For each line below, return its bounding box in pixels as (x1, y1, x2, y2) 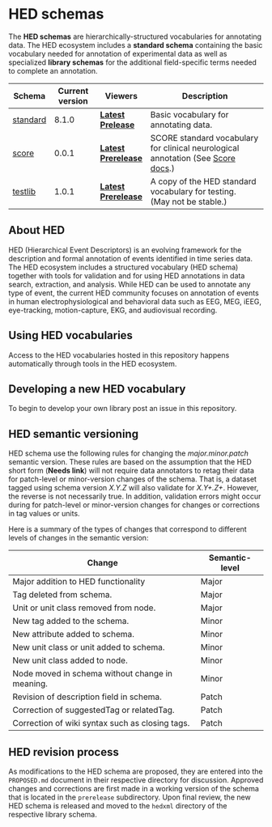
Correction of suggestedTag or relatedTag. (12, 705, 176, 716)
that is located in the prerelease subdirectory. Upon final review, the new (8, 792, 251, 802)
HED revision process (8, 745, 119, 759)
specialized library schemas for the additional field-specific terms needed (8, 57, 257, 67)
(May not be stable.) (150, 196, 227, 207)
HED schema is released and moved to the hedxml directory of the (8, 801, 228, 810)
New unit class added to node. (12, 655, 128, 666)
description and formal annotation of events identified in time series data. (8, 253, 253, 263)
